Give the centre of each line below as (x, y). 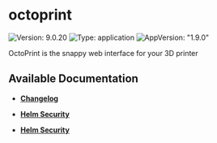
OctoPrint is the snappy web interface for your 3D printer (103, 53)
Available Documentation (74, 79)
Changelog (39, 98)
